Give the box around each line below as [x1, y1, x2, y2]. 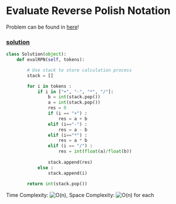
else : [37, 165, 54, 171]
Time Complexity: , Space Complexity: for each [6, 192, 154, 199]
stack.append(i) [47, 170, 88, 176]
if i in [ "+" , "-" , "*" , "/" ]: [37, 89, 114, 95]
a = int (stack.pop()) [47, 99, 101, 106]
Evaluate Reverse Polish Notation [6, 4, 171, 18]
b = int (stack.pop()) [47, 94, 101, 100]
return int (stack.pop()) [27, 181, 88, 187]
